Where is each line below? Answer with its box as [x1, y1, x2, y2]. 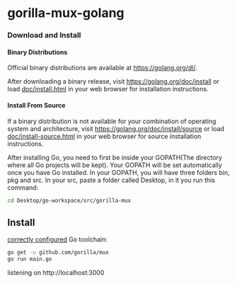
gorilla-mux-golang [7, 5, 125, 21]
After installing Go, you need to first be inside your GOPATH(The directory [7, 153, 223, 161]
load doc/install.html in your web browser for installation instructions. [7, 85, 209, 93]
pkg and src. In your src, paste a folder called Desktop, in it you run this [7, 176, 216, 184]
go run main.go [7, 256, 52, 263]
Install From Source [7, 101, 66, 109]
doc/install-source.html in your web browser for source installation [7, 132, 202, 140]
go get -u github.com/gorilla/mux [7, 249, 110, 256]
